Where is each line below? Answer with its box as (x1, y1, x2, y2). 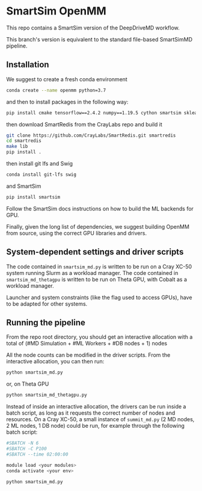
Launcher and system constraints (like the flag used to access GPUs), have (6, 294, 192, 301)
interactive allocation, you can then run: (6, 358, 105, 365)
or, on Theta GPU (6, 380, 49, 388)
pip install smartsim (6, 194, 61, 200)
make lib (6, 143, 28, 150)
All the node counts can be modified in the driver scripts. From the (6, 351, 171, 359)
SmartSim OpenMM (6, 4, 106, 18)
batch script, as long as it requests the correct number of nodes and (6, 409, 176, 416)
